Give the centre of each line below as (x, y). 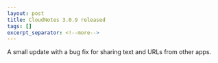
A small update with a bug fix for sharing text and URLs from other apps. (109, 52)
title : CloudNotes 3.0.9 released (57, 20)
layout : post (26, 13)
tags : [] (20, 26)
